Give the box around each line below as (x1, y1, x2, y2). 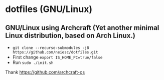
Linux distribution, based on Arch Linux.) (5, 31, 135, 39)
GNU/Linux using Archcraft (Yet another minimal (5, 23, 159, 32)
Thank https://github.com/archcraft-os (5, 69, 85, 75)
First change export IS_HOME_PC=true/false (12, 54, 103, 60)
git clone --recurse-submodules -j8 (12, 45, 89, 50)
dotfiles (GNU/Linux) (5, 3, 93, 15)
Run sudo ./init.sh (12, 59, 54, 65)
